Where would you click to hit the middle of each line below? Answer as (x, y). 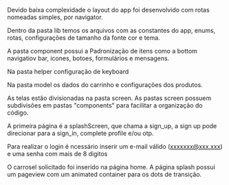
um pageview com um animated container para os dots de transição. (105, 174)
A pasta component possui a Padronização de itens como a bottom (102, 51)
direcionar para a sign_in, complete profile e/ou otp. (80, 133)
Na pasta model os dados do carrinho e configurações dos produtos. (105, 85)
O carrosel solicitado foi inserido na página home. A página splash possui (111, 167)
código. (18, 113)
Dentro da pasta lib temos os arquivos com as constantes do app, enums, (111, 30)
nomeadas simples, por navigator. (55, 17)
